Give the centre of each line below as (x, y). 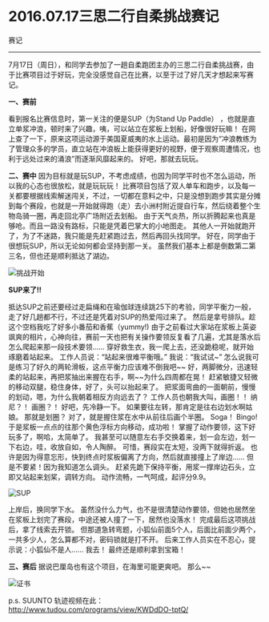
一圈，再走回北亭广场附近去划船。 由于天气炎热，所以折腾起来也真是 (143, 215)
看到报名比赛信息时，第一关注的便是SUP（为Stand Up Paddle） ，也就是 (128, 118)
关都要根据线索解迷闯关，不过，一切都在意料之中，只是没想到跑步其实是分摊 (134, 195)
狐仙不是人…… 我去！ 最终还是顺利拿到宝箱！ (111, 549)
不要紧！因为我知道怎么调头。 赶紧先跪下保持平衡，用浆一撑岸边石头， (132, 467)
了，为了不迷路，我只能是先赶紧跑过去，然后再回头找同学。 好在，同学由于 (132, 235)
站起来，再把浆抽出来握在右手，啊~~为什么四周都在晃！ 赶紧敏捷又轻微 (140, 376)
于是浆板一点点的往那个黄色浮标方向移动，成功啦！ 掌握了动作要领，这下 (128, 427)
